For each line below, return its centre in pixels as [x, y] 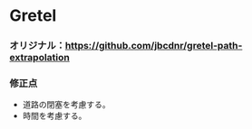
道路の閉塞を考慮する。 [66, 105]
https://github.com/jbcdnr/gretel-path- [154, 46]
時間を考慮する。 [54, 116]
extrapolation [39, 58]
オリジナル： [38, 46]
